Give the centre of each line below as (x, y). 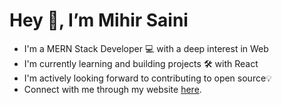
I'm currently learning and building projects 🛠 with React (141, 63)
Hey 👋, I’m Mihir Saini (99, 20)
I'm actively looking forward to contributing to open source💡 (147, 78)
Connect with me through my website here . (112, 89)
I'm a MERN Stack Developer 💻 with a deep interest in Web (146, 48)
